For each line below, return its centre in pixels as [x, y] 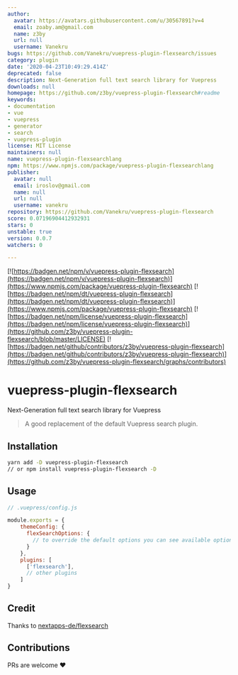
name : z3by [30, 34]
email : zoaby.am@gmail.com [53, 27]
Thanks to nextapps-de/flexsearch [58, 625]
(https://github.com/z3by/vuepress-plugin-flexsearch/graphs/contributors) [117, 362]
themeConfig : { [42, 527]
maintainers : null [34, 153]
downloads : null [31, 87]
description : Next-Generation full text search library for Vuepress [112, 80]
